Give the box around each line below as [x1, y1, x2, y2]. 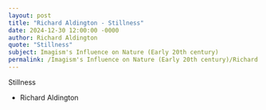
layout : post [8, 11, 52, 20]
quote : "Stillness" [8, 41, 73, 49]
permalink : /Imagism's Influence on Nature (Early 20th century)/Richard [8, 56, 259, 64]
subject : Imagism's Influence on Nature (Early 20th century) [8, 48, 219, 56]
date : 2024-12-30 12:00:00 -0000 [8, 26, 119, 34]
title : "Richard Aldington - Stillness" [8, 19, 145, 27]
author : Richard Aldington [8, 33, 98, 42]
